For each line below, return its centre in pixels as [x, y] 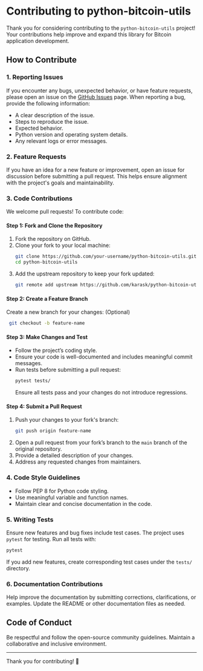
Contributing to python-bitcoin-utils [99, 11]
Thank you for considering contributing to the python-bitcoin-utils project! [101, 28]
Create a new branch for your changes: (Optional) [68, 312]
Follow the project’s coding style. [56, 351]
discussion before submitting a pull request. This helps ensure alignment [97, 176]
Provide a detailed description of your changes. [74, 456]
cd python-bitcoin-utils [46, 262]
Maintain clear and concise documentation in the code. [83, 504]
